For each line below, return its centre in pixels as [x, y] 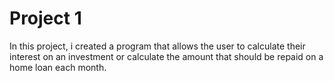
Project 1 [45, 18]
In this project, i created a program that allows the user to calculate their [157, 46]
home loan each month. [58, 67]
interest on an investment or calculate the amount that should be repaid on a [166, 56]
